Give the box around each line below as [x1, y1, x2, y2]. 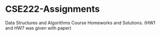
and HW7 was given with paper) [5, 25, 72, 31]
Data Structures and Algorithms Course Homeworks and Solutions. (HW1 [5, 20, 155, 26]
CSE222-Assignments [5, 3, 100, 15]
